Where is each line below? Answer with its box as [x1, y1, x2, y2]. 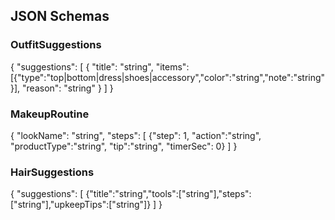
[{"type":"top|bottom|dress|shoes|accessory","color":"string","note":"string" [10, 71, 326, 83]
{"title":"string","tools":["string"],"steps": [85, 188, 252, 200]
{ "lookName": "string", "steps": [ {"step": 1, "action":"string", [10, 129, 262, 141]
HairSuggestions [10, 165, 95, 179]
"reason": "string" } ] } [22, 82, 114, 94]
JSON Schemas [10, 8, 110, 25]
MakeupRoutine [10, 107, 90, 121]
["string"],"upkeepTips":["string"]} [10, 199, 152, 211]
